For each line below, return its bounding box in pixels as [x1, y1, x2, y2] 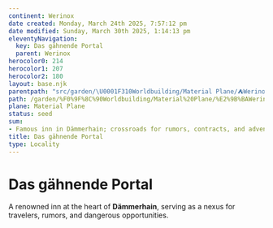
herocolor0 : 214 [8, 58, 63, 66]
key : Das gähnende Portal [15, 42, 104, 50]
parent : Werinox [15, 49, 71, 58]
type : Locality [8, 140, 60, 148]
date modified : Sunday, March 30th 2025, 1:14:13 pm [8, 27, 191, 35]
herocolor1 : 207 [8, 65, 63, 73]
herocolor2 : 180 [8, 72, 63, 80]
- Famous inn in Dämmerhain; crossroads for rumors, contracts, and [8, 125, 245, 133]
